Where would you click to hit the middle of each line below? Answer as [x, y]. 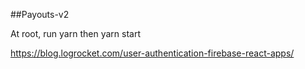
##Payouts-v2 [40, 14]
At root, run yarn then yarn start [75, 33]
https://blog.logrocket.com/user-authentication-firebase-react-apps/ [152, 53]
